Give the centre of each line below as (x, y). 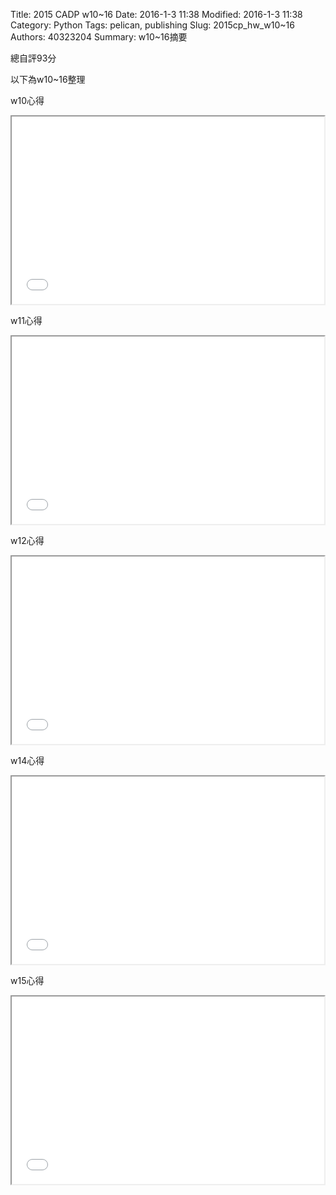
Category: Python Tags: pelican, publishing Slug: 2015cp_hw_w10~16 (152, 25)
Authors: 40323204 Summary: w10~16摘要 (99, 37)
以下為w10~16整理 (48, 79)
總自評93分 (33, 58)
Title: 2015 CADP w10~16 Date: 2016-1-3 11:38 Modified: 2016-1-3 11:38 (156, 14)
